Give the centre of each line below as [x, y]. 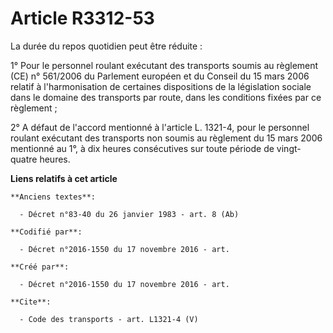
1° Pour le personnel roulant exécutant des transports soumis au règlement [164, 65]
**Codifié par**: [46, 232]
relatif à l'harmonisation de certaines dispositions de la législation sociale [161, 86]
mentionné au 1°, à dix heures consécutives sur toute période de [142, 148]
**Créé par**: [40, 267]
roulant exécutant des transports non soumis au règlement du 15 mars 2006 [166, 138]
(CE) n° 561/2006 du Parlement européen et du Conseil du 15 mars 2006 [160, 76]
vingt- [289, 148]
